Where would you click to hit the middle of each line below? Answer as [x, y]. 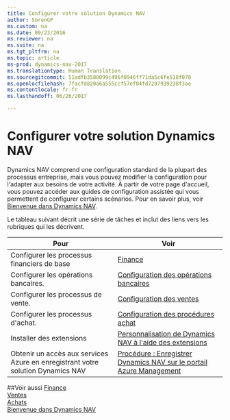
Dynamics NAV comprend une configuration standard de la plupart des [107, 169]
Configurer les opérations [52, 275]
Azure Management [149, 371]
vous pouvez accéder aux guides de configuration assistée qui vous [103, 191]
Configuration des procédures [166, 314]
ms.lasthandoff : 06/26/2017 [47, 97]
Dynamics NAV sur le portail [162, 362]
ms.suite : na [26, 45]
